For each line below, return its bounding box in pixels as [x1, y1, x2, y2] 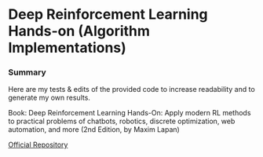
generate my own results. [8, 93, 90, 103]
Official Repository [8, 140, 68, 150]
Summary [8, 67, 47, 78]
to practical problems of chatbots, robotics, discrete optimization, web [8, 116, 236, 126]
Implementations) [8, 39, 127, 57]
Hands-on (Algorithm [8, 22, 151, 40]
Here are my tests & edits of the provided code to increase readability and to [8, 85, 255, 94]
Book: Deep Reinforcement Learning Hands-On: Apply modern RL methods [8, 108, 251, 118]
